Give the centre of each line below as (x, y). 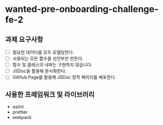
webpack (22, 118)
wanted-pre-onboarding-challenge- (82, 9)
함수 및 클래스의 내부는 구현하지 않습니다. (52, 65)
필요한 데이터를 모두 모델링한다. (43, 52)
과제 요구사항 (24, 39)
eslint (18, 107)
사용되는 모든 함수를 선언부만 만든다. (48, 59)
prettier (20, 112)
